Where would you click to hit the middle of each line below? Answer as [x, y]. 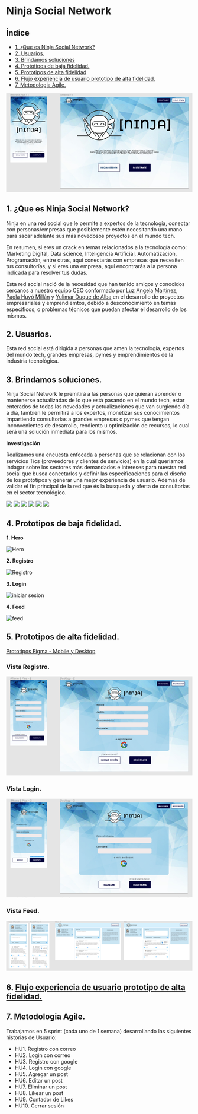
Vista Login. [24, 789]
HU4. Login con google [43, 1068]
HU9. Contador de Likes [44, 1099]
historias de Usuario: [31, 1037]
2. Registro [20, 561]
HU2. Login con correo [43, 1055]
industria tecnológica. [33, 361]
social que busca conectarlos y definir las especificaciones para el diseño [96, 474]
